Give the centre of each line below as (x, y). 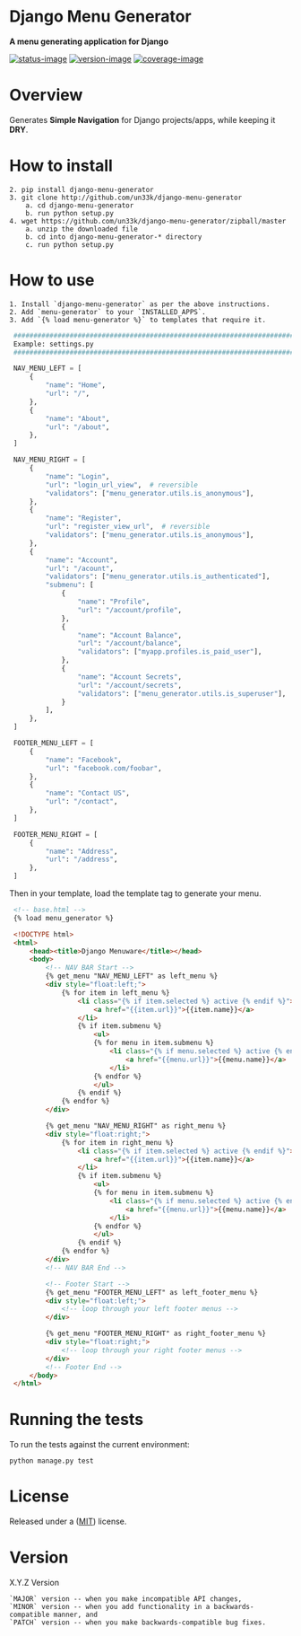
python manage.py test (52, 1461)
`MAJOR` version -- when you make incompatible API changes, (126, 1599)
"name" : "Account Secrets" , (129, 677)
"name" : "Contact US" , (87, 793)
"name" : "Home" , (75, 385)
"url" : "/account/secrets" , (129, 685)
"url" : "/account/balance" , (129, 644)
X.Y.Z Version (34, 1583)
